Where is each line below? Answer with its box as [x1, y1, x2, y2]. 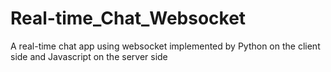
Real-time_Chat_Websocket [10, 7, 247, 30]
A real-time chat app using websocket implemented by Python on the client [10, 40, 321, 52]
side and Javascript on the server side [10, 50, 168, 62]
